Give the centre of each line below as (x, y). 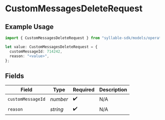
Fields (15, 76)
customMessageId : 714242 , (36, 51)
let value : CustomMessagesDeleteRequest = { (51, 47)
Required (84, 90)
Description (113, 90)
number (59, 99)
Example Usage (29, 27)
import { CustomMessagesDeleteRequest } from (52, 38)
